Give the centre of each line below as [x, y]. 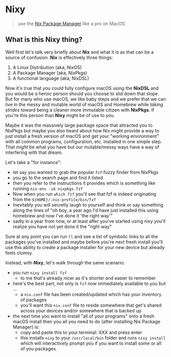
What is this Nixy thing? [44, 40]
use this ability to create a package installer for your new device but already [85, 247]
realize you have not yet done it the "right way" [62, 227]
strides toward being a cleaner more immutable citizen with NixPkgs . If [80, 110]
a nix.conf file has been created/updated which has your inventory [91, 294]
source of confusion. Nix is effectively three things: [59, 57]
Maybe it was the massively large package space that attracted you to [79, 125]
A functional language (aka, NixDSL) [51, 78]
